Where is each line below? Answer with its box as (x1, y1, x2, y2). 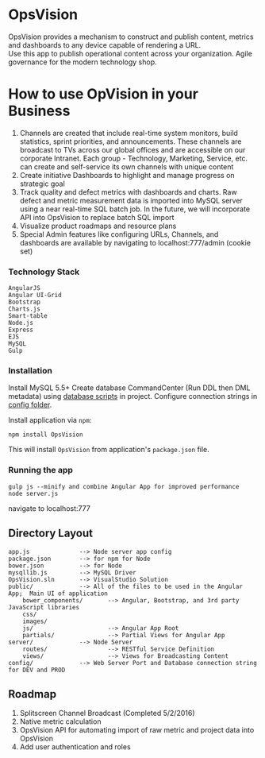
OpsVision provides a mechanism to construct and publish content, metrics (8, 32, 254, 41)
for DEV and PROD (8, 666, 66, 674)
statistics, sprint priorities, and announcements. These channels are (19, 137, 242, 146)
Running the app (8, 465, 74, 476)
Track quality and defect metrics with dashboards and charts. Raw (19, 187, 237, 196)
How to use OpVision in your (8, 85, 198, 103)
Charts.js (8, 305, 41, 313)
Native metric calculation (19, 717, 102, 726)
